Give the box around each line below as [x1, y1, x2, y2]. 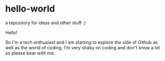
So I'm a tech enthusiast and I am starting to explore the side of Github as [5, 39, 158, 45]
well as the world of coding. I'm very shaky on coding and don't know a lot [5, 44, 160, 50]
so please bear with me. [5, 50, 56, 56]
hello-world [5, 3, 56, 15]
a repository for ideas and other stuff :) [5, 20, 86, 26]
